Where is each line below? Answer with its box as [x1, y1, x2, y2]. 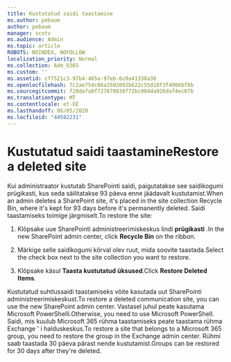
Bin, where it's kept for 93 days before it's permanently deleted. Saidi [7, 203, 206, 212]
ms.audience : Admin [7, 36, 64, 43]
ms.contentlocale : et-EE [7, 101, 79, 108]
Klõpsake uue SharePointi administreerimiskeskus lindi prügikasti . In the [17, 224, 225, 233]
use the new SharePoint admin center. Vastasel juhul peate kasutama [7, 302, 205, 310]
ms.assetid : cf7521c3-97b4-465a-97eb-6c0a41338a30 [7, 74, 157, 82]
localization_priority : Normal [7, 56, 98, 63]
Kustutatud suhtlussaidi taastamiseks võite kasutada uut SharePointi [7, 287, 203, 296]
